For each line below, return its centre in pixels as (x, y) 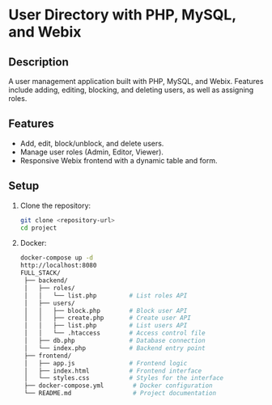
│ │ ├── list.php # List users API (106, 326)
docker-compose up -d (56, 258)
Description (38, 62)
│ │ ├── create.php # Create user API (108, 318)
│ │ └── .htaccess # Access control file (115, 333)
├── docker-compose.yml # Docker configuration (118, 386)
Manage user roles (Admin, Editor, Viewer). (92, 152)
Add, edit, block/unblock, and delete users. (92, 143)
